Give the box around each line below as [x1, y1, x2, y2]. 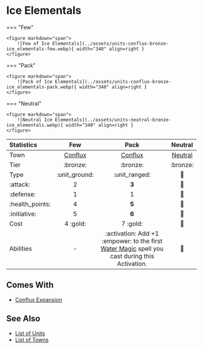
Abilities [9, 244, 32, 252]
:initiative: [9, 210, 37, 218]
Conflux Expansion [14, 296, 62, 303]
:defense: [9, 190, 36, 198]
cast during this [109, 252, 155, 260]
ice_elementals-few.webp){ [6, 46, 74, 52]
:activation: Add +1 [105, 229, 159, 237]
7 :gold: [121, 219, 143, 228]
